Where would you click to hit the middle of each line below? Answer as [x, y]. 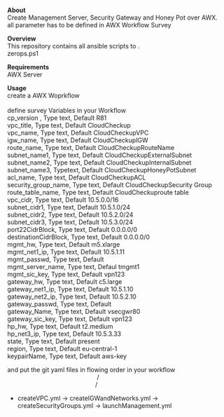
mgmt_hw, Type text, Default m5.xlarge [64, 244]
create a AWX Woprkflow [44, 95]
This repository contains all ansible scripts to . [73, 46]
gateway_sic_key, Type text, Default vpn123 [70, 319]
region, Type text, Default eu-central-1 [62, 349]
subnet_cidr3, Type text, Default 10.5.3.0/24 [70, 222]
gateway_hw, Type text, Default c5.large [65, 282]
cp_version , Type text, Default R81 [57, 118]
